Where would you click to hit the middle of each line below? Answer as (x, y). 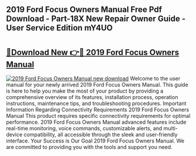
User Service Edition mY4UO (59, 28)
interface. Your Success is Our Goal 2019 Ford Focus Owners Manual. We (95, 141)
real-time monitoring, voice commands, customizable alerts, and (84, 128)
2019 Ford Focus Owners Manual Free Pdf (84, 10)
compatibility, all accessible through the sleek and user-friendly (100, 135)
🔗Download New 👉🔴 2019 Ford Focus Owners (93, 52)
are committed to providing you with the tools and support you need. (89, 147)
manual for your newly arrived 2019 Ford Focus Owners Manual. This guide (97, 85)
